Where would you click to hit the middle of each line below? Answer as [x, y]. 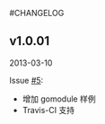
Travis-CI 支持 [48, 110]
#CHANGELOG [37, 13]
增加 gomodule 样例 [59, 99]
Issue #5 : [26, 80]
